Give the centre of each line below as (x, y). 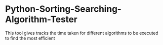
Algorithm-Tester (41, 19)
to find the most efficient (30, 38)
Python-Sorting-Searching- (63, 9)
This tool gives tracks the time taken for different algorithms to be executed (82, 33)
